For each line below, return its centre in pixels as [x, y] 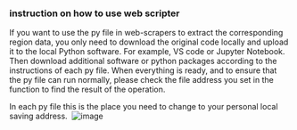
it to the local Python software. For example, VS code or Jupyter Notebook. [147, 52]
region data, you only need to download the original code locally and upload [149, 42]
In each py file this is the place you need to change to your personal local [144, 107]
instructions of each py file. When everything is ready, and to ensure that [143, 70]
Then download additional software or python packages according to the [143, 61]
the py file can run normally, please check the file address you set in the [141, 80]
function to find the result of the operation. [87, 89]
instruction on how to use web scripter [95, 13]
